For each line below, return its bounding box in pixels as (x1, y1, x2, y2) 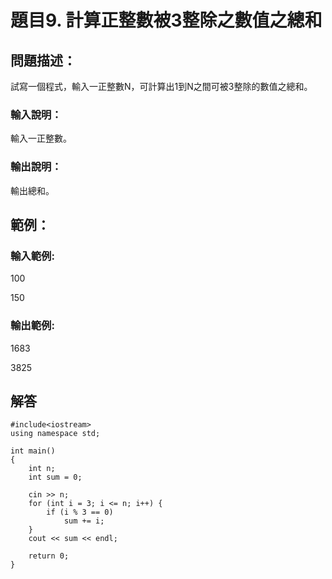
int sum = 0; (28, 472, 83, 483)
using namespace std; (10, 429, 101, 439)
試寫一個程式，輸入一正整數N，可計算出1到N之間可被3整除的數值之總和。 (10, 81, 313, 92)
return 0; (28, 551, 70, 561)
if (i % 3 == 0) (46, 507, 114, 518)
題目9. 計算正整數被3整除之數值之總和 (10, 9, 323, 32)
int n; (28, 464, 56, 474)
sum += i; (63, 516, 105, 526)
